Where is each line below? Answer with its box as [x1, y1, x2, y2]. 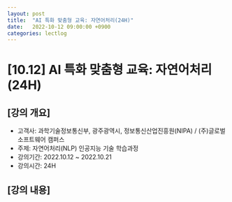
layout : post [7, 10, 45, 17]
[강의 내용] [7, 184, 51, 196]
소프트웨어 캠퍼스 [17, 136, 65, 144]
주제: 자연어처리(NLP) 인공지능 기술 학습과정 [17, 144, 139, 152]
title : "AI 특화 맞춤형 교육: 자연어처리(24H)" [7, 17, 134, 24]
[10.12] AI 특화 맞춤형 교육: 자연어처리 [7, 62, 212, 78]
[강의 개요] [7, 106, 51, 119]
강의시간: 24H [17, 161, 57, 170]
